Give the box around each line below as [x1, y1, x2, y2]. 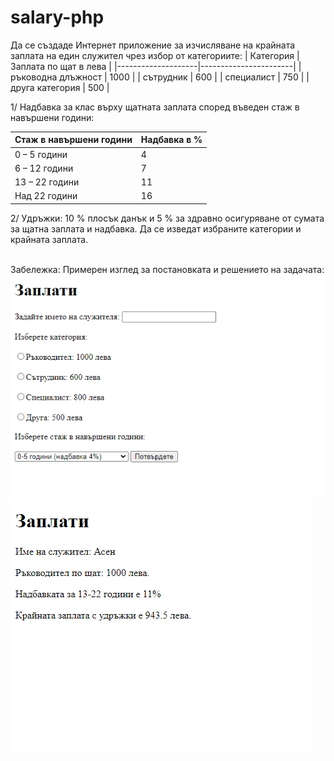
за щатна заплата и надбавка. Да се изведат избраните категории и [10, 222, 302, 235]
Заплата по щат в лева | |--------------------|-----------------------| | [10, 60, 302, 72]
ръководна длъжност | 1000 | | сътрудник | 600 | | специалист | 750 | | [10, 71, 310, 83]
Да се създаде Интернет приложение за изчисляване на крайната [10, 39, 296, 51]
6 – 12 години [14, 162, 74, 174]
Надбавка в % [140, 134, 203, 146]
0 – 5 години [14, 148, 68, 160]
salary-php [10, 6, 105, 29]
